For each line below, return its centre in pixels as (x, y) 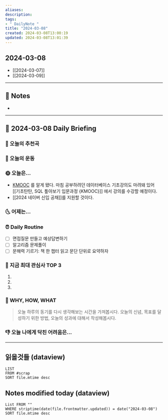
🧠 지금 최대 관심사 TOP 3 (33, 265)
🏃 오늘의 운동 (20, 158)
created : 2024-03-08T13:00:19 (37, 33)
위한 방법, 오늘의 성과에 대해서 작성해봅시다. (73, 318)
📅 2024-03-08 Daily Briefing (51, 128)
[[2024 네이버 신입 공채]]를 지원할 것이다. (53, 197)
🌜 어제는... (18, 212)
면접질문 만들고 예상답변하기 (40, 239)
